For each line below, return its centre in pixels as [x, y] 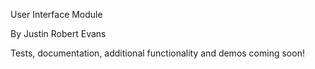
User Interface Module [56, 14]
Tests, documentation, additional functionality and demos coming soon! [157, 53]
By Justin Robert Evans [58, 33]
